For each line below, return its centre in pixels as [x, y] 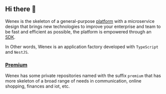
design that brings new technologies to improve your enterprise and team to [83, 26]
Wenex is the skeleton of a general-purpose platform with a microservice [80, 21]
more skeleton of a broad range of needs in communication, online [73, 81]
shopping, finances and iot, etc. [38, 86]
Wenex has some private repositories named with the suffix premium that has [83, 76]
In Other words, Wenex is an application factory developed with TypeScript [82, 47]
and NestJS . [17, 52]
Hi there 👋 [21, 9]
